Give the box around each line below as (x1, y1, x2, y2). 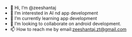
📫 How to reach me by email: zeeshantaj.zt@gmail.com (10, 26, 127, 32)
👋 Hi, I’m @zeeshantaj (10, 5, 57, 10)
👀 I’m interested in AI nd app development (10, 10, 98, 16)
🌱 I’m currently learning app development (10, 15, 97, 21)
